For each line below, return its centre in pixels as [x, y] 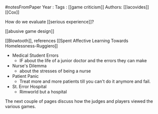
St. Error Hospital [29, 87]
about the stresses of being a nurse [55, 71]
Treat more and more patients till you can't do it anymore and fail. [85, 81]
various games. [20, 106]
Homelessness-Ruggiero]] [31, 46]
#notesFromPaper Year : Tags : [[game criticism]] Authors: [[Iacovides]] [77, 7]
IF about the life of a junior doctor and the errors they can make [83, 60]
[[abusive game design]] [30, 31]
